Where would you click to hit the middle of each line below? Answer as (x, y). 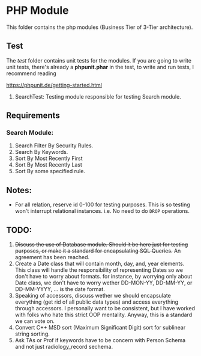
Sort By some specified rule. (50, 171)
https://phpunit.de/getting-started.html (54, 85)
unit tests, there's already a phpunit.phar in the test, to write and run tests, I (100, 67)
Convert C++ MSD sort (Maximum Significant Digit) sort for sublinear (100, 328)
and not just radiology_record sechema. (64, 347)
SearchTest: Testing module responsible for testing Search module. (98, 96)
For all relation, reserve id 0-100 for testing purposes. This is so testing (102, 204)
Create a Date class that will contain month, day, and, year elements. (100, 264)
